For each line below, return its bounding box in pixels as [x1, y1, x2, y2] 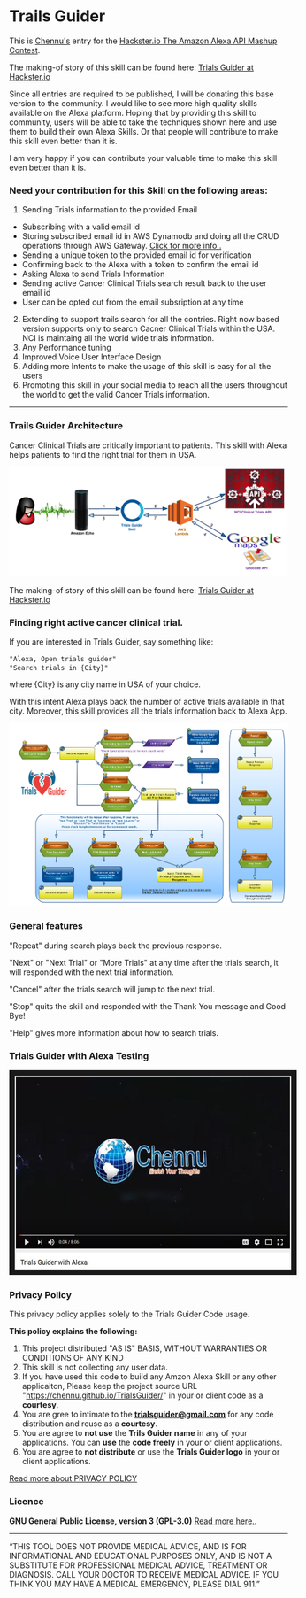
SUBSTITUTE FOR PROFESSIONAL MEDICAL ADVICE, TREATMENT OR [9, 1560, 268, 1571]
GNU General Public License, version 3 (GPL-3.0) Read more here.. [9, 1516, 257, 1526]
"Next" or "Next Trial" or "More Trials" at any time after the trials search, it [9, 957, 279, 968]
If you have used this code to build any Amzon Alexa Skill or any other [21, 1371, 277, 1382]
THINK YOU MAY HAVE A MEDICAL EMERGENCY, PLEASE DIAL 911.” [9, 1579, 261, 1589]
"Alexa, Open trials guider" [9, 654, 117, 663]
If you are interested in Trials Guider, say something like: [9, 636, 214, 647]
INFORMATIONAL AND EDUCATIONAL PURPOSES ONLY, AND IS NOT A [9, 1550, 272, 1561]
